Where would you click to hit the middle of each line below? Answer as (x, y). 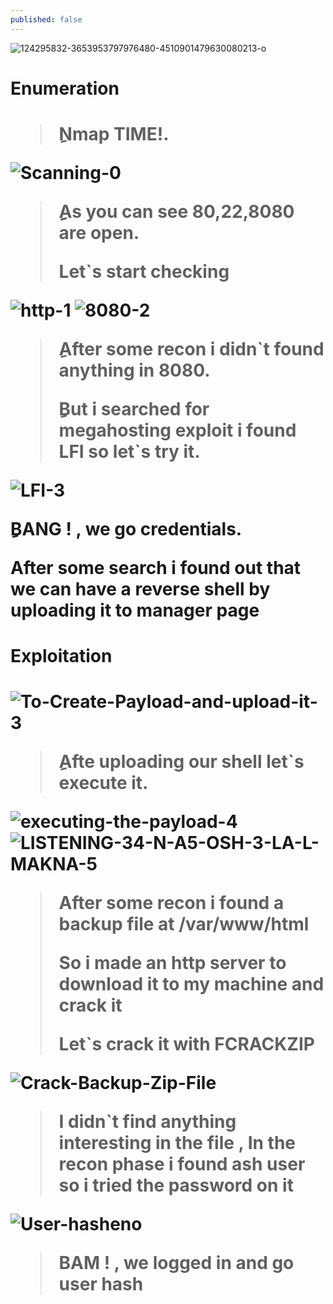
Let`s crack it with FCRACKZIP (186, 1044)
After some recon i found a (171, 903)
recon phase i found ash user (182, 1164)
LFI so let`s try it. (129, 452)
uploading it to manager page (135, 610)
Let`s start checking (144, 272)
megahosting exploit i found (177, 430)
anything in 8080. (134, 370)
